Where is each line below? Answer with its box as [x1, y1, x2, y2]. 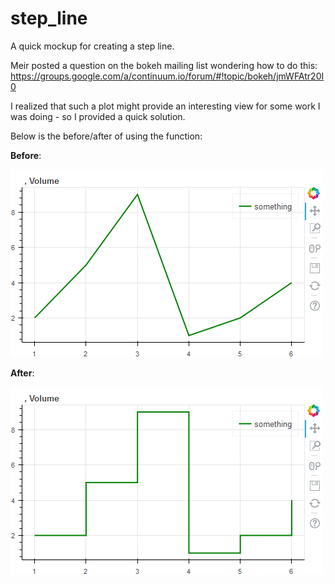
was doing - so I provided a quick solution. [10, 110, 186, 122]
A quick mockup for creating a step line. [10, 40, 175, 52]
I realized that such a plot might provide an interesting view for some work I [10, 100, 321, 112]
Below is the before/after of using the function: [10, 130, 203, 142]
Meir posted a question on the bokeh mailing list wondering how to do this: [10, 59, 318, 71]
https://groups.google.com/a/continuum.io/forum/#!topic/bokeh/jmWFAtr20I [10, 70, 325, 82]
